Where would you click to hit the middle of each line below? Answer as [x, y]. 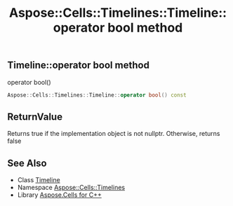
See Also [27, 163]
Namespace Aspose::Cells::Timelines [71, 188]
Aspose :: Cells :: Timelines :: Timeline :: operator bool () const [97, 95]
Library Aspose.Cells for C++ [59, 195]
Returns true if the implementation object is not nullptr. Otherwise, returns [114, 134]
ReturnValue [35, 117]
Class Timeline [39, 180]
